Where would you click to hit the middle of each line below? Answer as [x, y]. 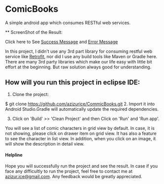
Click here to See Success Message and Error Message [62, 42]
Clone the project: [31, 94]
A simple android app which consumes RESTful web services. [68, 23]
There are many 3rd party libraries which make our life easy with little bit [79, 61]
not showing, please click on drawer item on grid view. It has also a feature [81, 133]
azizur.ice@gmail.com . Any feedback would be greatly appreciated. [74, 176]
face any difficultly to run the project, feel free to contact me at [69, 171]
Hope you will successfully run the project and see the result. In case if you [82, 166]
